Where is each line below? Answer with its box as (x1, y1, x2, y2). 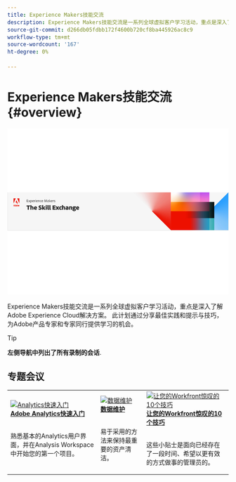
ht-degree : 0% (7, 48, 49, 56)
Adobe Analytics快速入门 (10, 410, 86, 418)
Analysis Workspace (34, 441, 94, 449)
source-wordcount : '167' (7, 41, 80, 48)
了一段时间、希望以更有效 (146, 450, 221, 458)
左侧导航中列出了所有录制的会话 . (7, 348, 102, 356)
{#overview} (7, 105, 83, 121)
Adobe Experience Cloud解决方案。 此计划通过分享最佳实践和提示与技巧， (7, 311, 223, 319)
